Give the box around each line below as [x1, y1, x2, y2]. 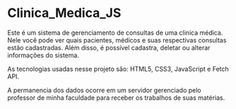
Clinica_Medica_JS [7, 5, 122, 21]
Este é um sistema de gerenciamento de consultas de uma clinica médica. [7, 28, 223, 37]
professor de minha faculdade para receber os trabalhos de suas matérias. [7, 93, 225, 102]
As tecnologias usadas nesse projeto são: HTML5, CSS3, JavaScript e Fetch [7, 64, 230, 73]
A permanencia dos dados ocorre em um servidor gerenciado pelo [7, 86, 201, 94]
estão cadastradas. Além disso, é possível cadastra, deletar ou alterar [7, 43, 211, 52]
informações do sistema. [7, 51, 80, 59]
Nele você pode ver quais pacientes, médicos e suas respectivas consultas [7, 35, 227, 44]
